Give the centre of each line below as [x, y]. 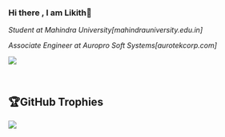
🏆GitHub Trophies [56, 102]
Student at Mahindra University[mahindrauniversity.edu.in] [105, 30]
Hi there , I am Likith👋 [50, 13]
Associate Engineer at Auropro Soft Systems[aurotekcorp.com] [113, 45]
